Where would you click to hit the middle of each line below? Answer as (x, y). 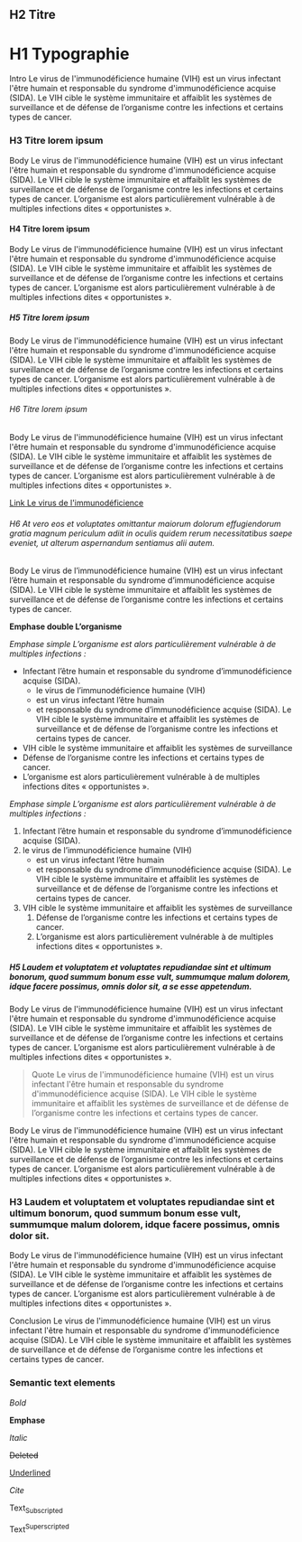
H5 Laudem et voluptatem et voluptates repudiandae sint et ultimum (141, 967)
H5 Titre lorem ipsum (50, 318)
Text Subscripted (36, 1509)
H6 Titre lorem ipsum (49, 409)
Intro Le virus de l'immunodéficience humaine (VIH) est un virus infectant (145, 79)
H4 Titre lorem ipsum (50, 229)
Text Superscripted (39, 1528)
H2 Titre (32, 15)
